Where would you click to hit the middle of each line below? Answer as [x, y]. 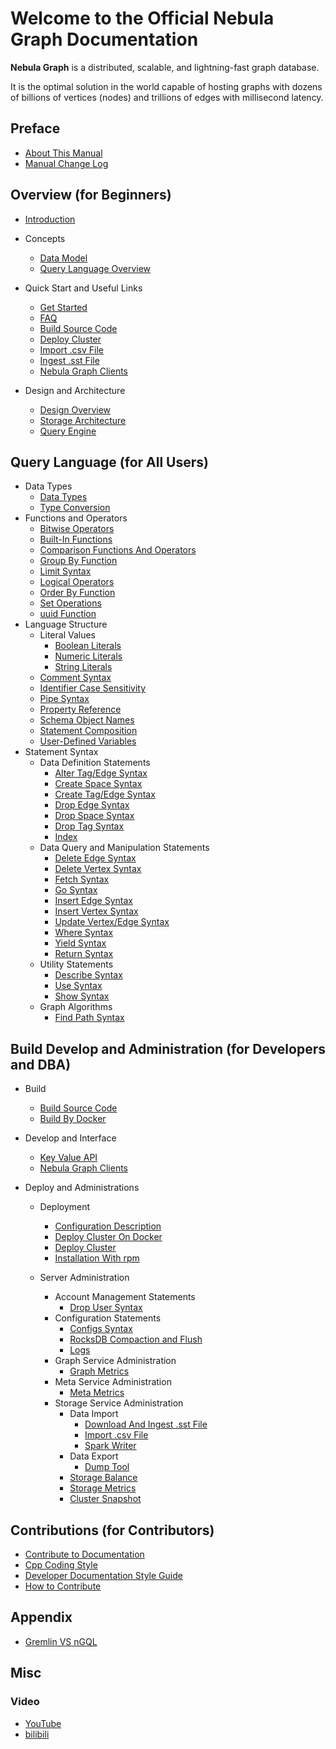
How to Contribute [63, 1586]
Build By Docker [73, 1119]
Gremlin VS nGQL [61, 1641]
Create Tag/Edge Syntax [105, 794]
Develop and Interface [70, 1138]
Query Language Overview [95, 268]
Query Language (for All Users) [109, 462]
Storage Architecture [83, 420]
